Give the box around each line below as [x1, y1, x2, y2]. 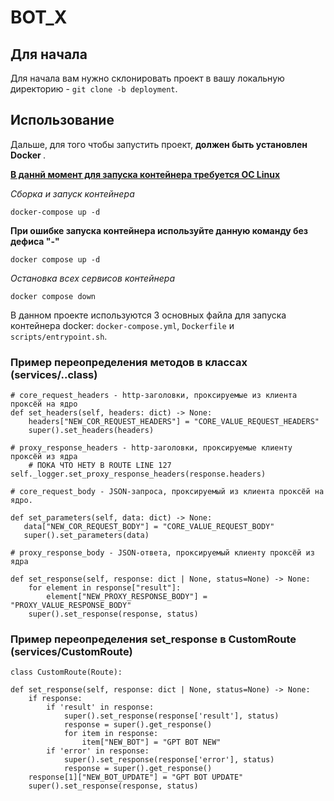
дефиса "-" [10, 235, 60, 247]
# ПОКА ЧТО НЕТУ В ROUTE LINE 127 [28, 461, 172, 471]
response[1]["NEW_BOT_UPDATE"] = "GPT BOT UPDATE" [28, 772, 244, 783]
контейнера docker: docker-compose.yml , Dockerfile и [10, 319, 235, 331]
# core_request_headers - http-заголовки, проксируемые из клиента [10, 391, 298, 401]
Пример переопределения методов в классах [10, 355, 248, 369]
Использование [10, 112, 115, 129]
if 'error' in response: [46, 746, 150, 756]
